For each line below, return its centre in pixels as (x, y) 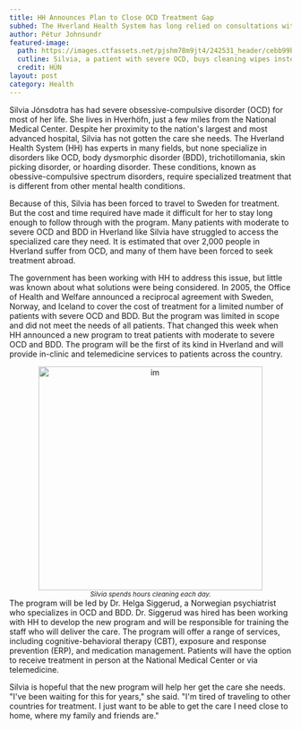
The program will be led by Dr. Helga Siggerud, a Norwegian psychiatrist (143, 603)
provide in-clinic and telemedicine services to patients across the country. (146, 354)
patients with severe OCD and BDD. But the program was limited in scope (145, 315)
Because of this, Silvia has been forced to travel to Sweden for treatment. (145, 203)
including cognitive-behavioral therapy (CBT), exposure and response (138, 640)
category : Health (42, 84)
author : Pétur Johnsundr (56, 34)
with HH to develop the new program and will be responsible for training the (149, 622)
